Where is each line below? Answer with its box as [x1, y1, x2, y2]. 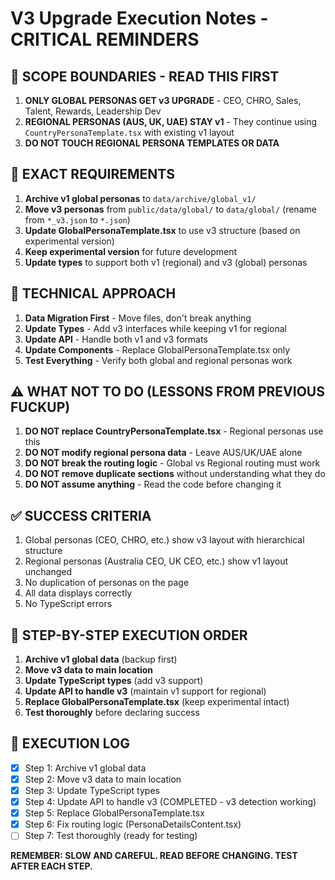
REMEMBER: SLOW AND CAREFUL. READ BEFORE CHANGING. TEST [10, 850, 298, 862]
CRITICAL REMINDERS [10, 28, 200, 51]
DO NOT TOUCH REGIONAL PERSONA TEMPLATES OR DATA [24, 137, 280, 149]
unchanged [24, 566, 73, 578]
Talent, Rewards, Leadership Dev [24, 105, 162, 117]
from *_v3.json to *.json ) [24, 213, 131, 226]
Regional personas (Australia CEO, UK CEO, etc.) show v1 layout [24, 555, 289, 567]
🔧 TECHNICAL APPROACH [10, 285, 177, 302]
